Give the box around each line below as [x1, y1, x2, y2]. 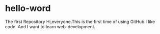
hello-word [5, 3, 51, 14]
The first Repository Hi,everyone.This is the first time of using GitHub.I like [5, 19, 155, 24]
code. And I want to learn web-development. [5, 23, 96, 29]
